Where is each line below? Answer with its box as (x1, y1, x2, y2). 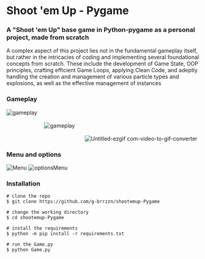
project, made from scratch (6, 33, 89, 42)
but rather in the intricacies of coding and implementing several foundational (6, 53, 199, 61)
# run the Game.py (6, 241, 53, 248)
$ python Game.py (6, 247, 51, 253)
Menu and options (6, 150, 62, 159)
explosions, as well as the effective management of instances (6, 80, 162, 87)
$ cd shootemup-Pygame (6, 215, 64, 221)
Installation (6, 179, 41, 187)
